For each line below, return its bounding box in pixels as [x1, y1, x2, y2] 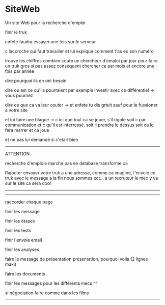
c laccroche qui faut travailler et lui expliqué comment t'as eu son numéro [5, 48, 154, 54]
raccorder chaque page [5, 199, 53, 205]
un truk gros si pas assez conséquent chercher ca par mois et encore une [5, 63, 155, 69]
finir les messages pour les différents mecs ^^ [5, 280, 98, 286]
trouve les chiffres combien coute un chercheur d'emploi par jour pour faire [5, 57, 158, 63]
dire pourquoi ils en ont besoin [5, 78, 67, 83]
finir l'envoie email [5, 237, 42, 243]
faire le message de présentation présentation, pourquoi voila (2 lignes [5, 256, 148, 262]
